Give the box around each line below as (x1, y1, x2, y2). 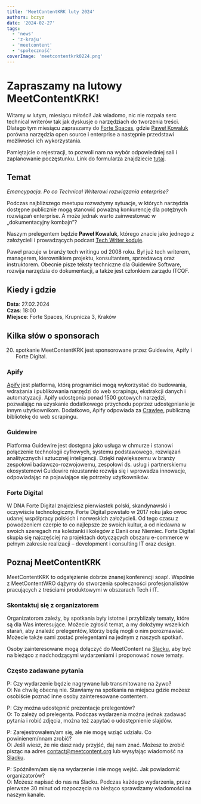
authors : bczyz (7, 14, 45, 20)
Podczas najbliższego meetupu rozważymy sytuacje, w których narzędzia (7, 200, 188, 207)
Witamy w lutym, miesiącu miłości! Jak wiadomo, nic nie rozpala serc (7, 111, 177, 118)
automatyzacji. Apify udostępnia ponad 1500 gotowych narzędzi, (7, 394, 166, 401)
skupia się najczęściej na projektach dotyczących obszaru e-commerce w (7, 534, 189, 541)
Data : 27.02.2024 (7, 300, 50, 308)
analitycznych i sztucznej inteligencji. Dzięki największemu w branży (7, 454, 175, 461)
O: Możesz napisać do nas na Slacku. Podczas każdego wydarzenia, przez (7, 778, 191, 785)
